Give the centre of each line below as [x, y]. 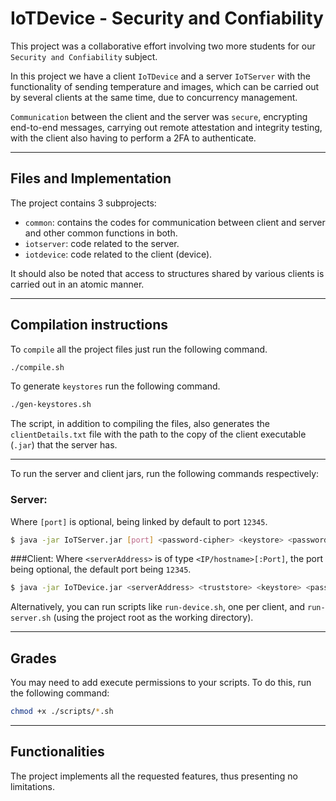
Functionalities [57, 752]
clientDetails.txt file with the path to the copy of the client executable [158, 434]
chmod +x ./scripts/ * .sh [62, 712]
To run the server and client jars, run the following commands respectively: [165, 474]
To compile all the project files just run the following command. [139, 349]
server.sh [31, 618]
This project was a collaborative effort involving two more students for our [163, 46]
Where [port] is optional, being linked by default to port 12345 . [139, 521]
